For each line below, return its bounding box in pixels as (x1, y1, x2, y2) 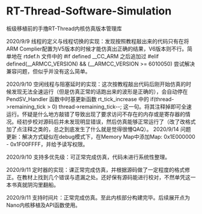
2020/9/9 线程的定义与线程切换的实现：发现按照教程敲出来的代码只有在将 (6, 37, 189, 44)
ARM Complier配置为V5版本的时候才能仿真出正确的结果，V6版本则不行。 (6, 45, 188, 52)
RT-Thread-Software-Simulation (6, 4, 172, 18)
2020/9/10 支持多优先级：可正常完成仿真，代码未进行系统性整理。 (6, 153, 170, 160)
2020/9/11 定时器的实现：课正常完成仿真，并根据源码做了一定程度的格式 (6, 166, 185, 173)
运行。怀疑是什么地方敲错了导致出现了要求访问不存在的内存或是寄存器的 (6, 110, 185, 118)
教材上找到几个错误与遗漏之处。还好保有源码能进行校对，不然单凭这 (22, 173, 191, 181)
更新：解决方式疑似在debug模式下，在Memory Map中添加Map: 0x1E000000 (6, 133, 195, 140)
